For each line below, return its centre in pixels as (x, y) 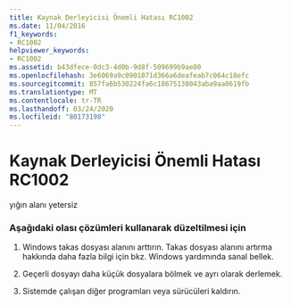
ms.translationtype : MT (54, 92)
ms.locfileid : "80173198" (57, 117)
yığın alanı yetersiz (44, 205)
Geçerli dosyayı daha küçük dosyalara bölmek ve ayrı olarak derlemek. (152, 274)
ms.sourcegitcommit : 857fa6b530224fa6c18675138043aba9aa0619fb (129, 84)
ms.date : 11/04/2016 (48, 26)
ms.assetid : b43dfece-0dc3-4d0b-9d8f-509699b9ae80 (105, 68)
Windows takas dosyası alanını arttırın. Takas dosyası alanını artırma (147, 247)
